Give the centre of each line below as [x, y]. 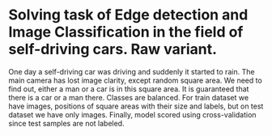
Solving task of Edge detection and [128, 15]
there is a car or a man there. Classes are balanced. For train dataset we [129, 97]
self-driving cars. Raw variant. [113, 49]
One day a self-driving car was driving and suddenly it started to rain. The [132, 71]
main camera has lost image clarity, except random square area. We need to [136, 80]
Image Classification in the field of [126, 32]
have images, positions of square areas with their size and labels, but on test [136, 106]
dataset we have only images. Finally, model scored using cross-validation [132, 114]
